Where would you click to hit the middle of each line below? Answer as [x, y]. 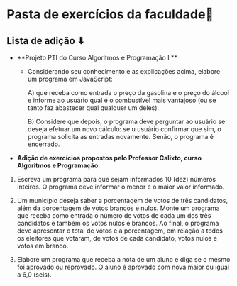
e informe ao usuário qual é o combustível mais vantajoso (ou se [122, 100]
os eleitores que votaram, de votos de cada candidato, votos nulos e [117, 238]
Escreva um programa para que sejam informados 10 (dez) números [116, 179]
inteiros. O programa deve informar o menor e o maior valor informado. [121, 187]
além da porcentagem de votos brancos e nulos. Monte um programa [118, 208]
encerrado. [44, 144]
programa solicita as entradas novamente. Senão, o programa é [121, 137]
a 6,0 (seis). [34, 275]
